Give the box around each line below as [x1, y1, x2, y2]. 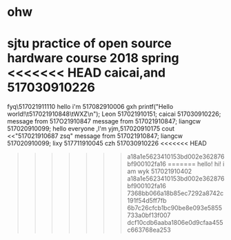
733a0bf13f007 [127, 211, 171, 219]
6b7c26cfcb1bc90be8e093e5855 [127, 204, 223, 212]
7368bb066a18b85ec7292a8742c [127, 189, 224, 197]
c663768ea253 [127, 226, 171, 234]
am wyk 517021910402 [127, 167, 192, 176]
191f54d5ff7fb [127, 197, 167, 205]
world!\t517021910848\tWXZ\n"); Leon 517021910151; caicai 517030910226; [7, 110, 221, 118]
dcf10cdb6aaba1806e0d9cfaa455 [127, 219, 223, 227]
